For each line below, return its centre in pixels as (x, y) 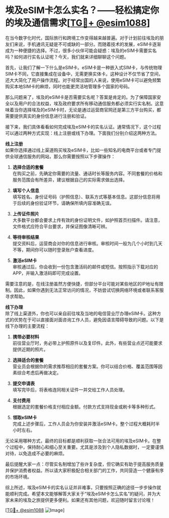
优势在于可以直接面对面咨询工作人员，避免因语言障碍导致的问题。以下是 (89, 320)
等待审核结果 (26, 237)
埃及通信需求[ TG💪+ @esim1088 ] (82, 23)
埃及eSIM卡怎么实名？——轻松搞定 (78, 10)
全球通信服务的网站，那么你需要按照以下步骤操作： (62, 156)
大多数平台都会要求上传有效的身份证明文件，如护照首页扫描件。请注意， (87, 220)
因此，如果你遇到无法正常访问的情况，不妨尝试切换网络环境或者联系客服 (89, 290)
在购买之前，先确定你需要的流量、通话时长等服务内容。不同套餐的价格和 (87, 173)
